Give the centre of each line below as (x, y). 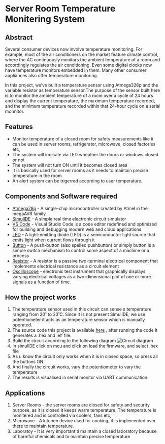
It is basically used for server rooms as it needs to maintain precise (80, 170)
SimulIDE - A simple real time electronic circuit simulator (69, 219)
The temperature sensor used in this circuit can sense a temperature (82, 309)
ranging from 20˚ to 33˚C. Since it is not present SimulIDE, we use (79, 314)
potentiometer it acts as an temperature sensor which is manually (79, 320)
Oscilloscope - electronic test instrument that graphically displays (79, 271)
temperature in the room (37, 176)
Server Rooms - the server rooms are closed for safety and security (81, 405)
